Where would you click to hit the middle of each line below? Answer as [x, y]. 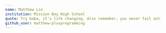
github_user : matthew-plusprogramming [45, 23]
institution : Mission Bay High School [45, 14]
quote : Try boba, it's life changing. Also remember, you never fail [78, 18]
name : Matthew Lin [24, 9]
